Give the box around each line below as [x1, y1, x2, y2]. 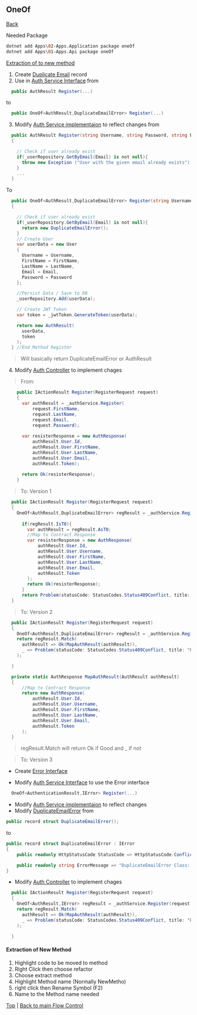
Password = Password [21, 274, 72, 280]
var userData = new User [16, 242, 77, 247]
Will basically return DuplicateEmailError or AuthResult [20, 355, 152, 362]
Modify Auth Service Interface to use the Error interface [14, 779, 150, 786]
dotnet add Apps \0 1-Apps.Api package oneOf [6, 48, 114, 55]
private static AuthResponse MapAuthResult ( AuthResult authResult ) [11, 674, 180, 680]
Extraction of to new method [6, 59, 75, 67]
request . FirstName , [32, 406, 80, 412]
